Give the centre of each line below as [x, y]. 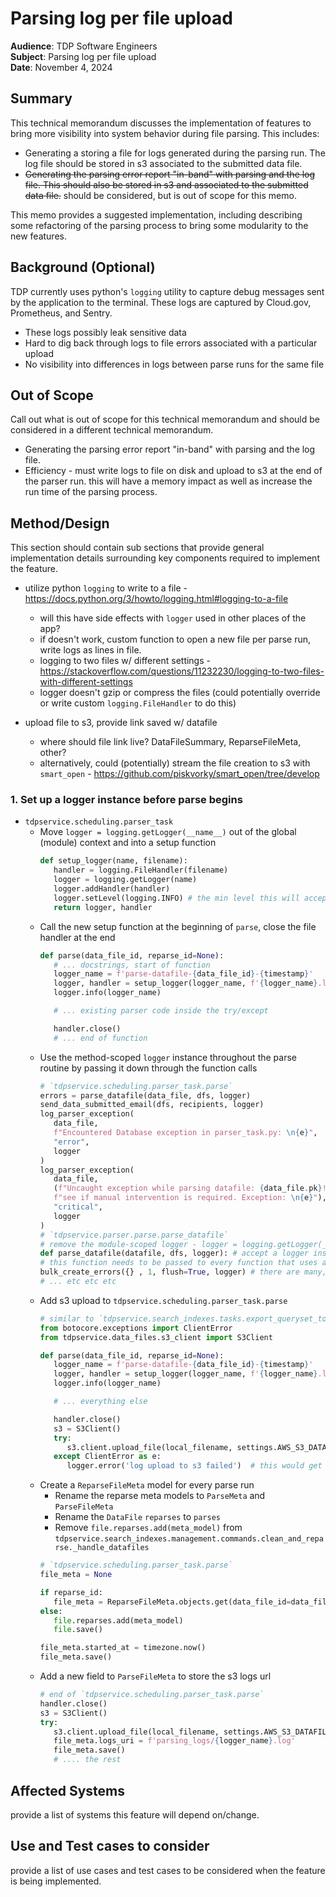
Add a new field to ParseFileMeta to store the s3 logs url [155, 1676]
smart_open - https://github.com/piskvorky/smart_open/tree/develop [179, 774]
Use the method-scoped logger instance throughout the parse [168, 1057]
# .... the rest [87, 1760]
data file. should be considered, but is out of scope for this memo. [160, 195]
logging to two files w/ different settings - [125, 661]
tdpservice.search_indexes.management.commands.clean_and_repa [189, 1539]
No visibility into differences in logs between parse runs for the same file [174, 364]
